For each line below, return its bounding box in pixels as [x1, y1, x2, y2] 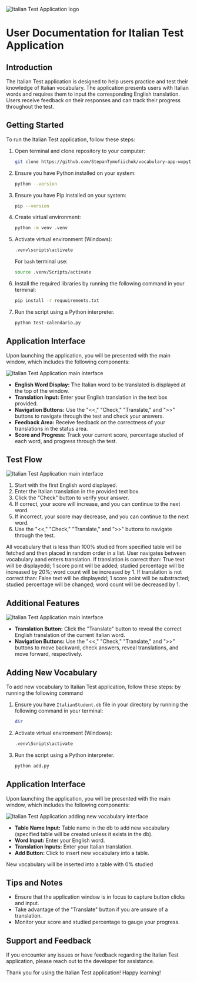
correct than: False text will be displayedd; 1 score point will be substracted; [6, 575, 190, 582]
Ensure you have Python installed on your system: [14, 169, 136, 177]
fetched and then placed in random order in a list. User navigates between [6, 549, 186, 557]
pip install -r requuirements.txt [14, 298, 99, 304]
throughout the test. [6, 103, 55, 110]
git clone [14, 158, 39, 165]
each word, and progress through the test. [14, 437, 118, 444]
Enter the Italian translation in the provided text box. [14, 488, 140, 495]
